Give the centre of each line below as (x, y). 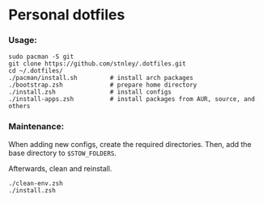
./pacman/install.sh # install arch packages (101, 78)
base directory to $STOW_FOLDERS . (63, 153)
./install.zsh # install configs (90, 92)
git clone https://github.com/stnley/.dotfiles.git (97, 64)
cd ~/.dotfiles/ (36, 71)
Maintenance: (36, 127)
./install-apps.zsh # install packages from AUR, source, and (131, 99)
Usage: (23, 40)
